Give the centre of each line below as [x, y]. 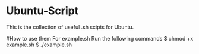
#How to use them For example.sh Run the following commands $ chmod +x [100, 38]
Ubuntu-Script [42, 11]
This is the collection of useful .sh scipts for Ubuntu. [70, 27]
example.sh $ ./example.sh [39, 45]
